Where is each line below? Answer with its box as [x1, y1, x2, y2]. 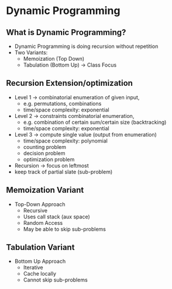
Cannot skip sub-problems [23, 276, 88, 284]
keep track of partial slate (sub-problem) [14, 168, 113, 175]
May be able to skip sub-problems [23, 225, 106, 232]
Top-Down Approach [14, 200, 66, 208]
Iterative [23, 264, 44, 271]
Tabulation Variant [6, 242, 75, 252]
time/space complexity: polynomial [23, 137, 108, 144]
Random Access [23, 219, 63, 226]
